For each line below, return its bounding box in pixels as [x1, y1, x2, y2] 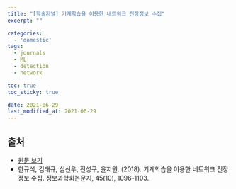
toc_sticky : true [7, 88, 59, 96]
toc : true [7, 82, 37, 89]
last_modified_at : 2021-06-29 [7, 108, 97, 115]
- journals [13, 50, 46, 57]
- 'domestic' [13, 36, 52, 43]
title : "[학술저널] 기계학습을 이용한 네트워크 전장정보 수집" [7, 10, 165, 18]
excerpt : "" [7, 17, 43, 24]
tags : [7, 43, 23, 50]
